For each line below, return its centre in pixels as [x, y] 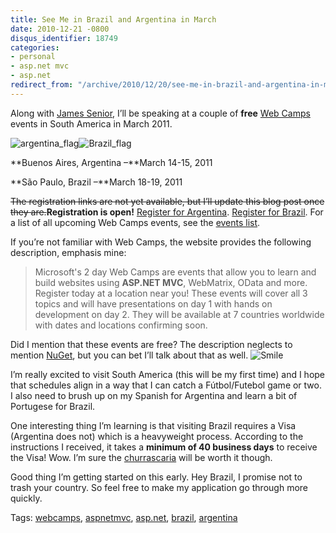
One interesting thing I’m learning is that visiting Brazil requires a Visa [153, 425]
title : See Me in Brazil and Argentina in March [113, 19]
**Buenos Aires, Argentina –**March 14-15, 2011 [111, 162]
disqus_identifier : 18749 [64, 38]
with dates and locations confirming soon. [121, 325]
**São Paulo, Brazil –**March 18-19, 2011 [96, 182]
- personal [33, 57]
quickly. [26, 498]
